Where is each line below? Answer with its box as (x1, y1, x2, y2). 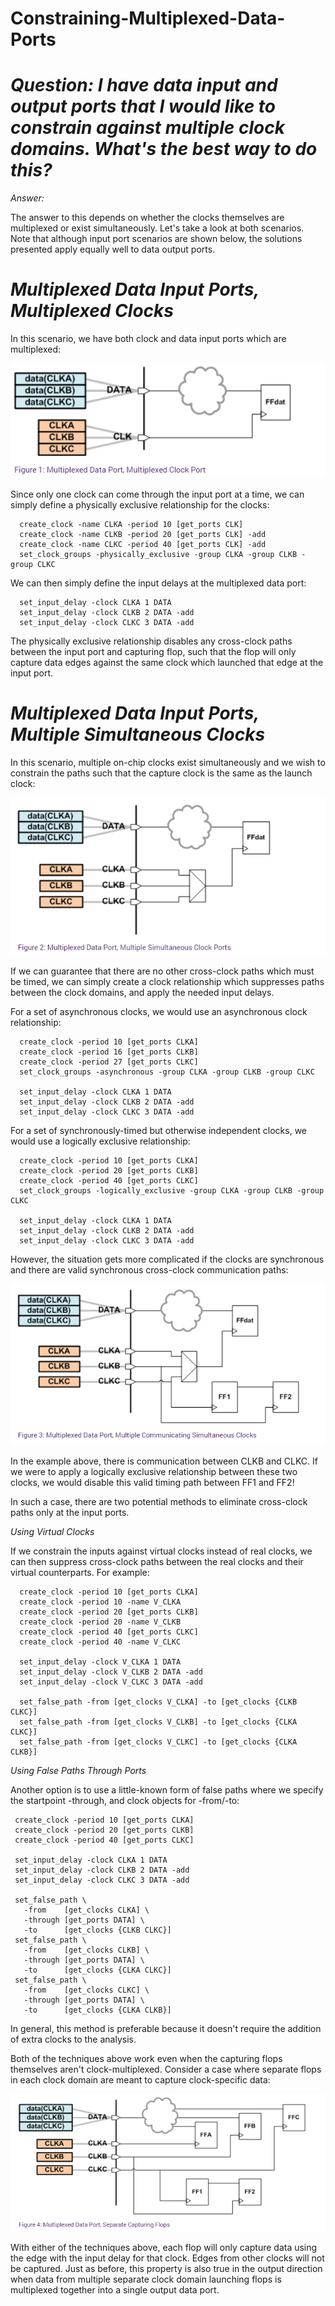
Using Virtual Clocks (10, 1525, 95, 1537)
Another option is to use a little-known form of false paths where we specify (10, 1783, 324, 1796)
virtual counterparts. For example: (10, 1566, 150, 1578)
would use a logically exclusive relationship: (10, 1135, 191, 1147)
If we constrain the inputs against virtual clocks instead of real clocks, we (10, 1545, 313, 1557)
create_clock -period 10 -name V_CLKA (19, 1597, 182, 1607)
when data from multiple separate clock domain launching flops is (10, 2273, 282, 2286)
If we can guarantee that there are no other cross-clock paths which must (10, 965, 315, 977)
